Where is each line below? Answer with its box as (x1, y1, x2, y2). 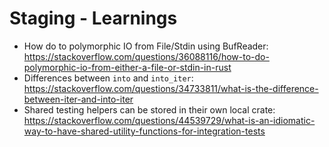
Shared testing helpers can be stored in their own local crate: (23, 103, 276, 116)
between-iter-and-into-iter (23, 93, 134, 105)
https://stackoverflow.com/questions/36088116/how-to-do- (23, 50, 270, 62)
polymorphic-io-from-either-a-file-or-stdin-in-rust (23, 61, 232, 73)
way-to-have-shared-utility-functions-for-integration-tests (23, 125, 266, 137)
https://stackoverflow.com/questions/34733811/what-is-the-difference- (23, 82, 319, 94)
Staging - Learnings (9, 7, 178, 30)
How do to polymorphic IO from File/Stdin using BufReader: (23, 40, 269, 52)
